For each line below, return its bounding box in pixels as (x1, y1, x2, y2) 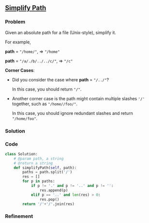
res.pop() (39, 197, 60, 202)
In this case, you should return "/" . (12, 86, 82, 92)
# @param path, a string (14, 156, 64, 161)
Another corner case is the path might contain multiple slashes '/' (12, 95, 145, 101)
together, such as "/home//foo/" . (12, 101, 77, 107)
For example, (5, 39, 31, 45)
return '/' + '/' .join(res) (22, 202, 75, 206)
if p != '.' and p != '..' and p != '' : (30, 184, 114, 188)
